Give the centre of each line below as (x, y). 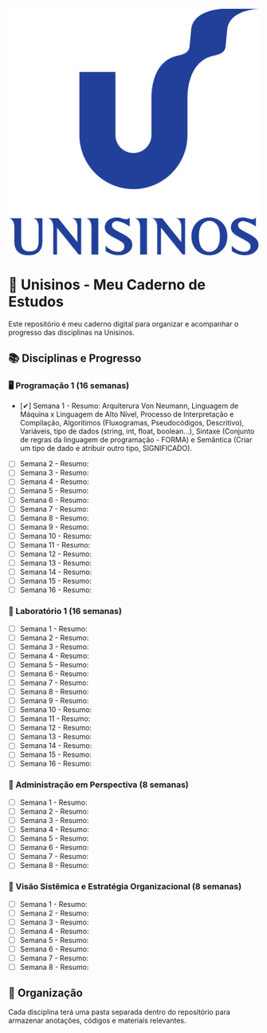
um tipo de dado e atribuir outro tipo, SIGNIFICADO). (106, 449)
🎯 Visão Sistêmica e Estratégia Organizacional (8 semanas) (125, 887)
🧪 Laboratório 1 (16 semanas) (65, 611)
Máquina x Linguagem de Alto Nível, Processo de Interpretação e (127, 414)
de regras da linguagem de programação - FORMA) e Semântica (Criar (136, 440)
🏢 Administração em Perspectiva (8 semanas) (98, 785)
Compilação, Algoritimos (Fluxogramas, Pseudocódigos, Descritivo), (132, 423)
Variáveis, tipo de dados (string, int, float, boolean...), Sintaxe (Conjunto (137, 431)
